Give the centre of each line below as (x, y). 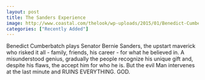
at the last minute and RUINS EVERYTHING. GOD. (68, 72)
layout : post (23, 12)
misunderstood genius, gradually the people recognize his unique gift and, (100, 59)
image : (15, 23)
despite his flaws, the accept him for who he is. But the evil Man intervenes (101, 65)
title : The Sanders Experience (46, 18)
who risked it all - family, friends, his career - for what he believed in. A (95, 53)
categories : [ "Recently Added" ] (47, 29)
